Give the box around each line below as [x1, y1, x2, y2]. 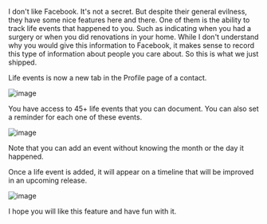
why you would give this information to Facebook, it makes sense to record [8, 41, 255, 50]
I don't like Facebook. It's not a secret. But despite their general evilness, [8, 7, 247, 16]
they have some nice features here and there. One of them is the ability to [8, 15, 250, 25]
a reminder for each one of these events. [8, 112, 143, 122]
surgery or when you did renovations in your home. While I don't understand [8, 32, 259, 41]
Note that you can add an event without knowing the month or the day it [8, 143, 245, 152]
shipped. [8, 57, 37, 67]
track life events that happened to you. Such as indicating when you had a [8, 24, 252, 33]
